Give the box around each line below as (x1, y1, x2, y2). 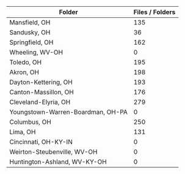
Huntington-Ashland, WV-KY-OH (9, 157, 107, 166)
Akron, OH (9, 68, 40, 76)
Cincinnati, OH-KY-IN (9, 138, 73, 146)
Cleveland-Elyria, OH (9, 98, 71, 106)
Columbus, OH (9, 118, 52, 126)
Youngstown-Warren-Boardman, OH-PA (9, 108, 128, 116)
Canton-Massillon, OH (9, 88, 74, 96)
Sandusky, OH (9, 28, 51, 36)
